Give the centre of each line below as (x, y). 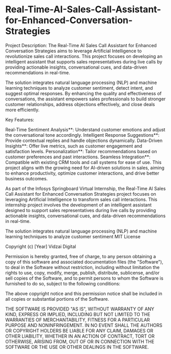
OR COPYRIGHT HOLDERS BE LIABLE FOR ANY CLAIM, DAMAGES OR (79, 330)
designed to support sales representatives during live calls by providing (81, 210)
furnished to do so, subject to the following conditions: (63, 283)
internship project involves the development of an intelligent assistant (79, 205)
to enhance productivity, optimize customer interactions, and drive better (82, 173)
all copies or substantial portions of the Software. (57, 299)
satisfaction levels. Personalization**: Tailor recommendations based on (81, 151)
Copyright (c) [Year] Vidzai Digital (41, 246)
